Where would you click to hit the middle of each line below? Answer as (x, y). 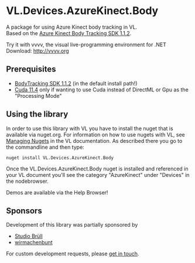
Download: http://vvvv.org (37, 50)
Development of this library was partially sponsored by (72, 225)
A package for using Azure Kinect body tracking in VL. (72, 27)
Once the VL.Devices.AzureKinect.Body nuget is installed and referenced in (97, 169)
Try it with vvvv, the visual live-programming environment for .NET (86, 45)
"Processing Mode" (38, 95)
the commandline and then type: (45, 147)
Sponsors (24, 211)
